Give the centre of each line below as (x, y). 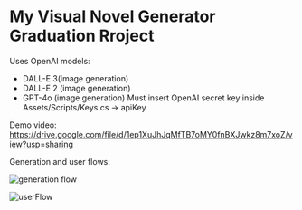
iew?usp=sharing (42, 144)
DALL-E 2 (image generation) (76, 88)
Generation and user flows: (60, 161)
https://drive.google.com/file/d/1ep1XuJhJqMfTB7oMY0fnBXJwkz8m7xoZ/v (151, 134)
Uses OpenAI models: (50, 61)
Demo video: (33, 125)
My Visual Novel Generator (113, 17)
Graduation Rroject (82, 36)
